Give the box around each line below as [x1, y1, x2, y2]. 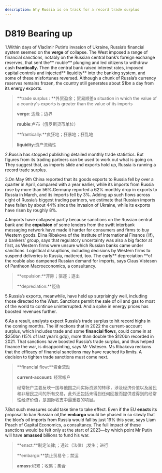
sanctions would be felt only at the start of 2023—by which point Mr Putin [5, 427, 152, 433]
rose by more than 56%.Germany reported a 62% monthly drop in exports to [5, 186, 158, 192]
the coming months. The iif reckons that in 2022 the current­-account [5, 323, 142, 329]
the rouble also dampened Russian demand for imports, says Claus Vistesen [5, 258, 157, 263]
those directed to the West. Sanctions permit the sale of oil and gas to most [5, 298, 155, 304]
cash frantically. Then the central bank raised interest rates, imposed [5, 65, 144, 70]
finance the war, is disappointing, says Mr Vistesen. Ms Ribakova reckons [5, 343, 151, 349]
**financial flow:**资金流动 [16, 364, 71, 370]
